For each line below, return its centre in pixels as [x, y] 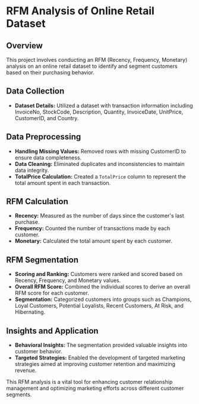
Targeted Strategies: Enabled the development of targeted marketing [100, 358]
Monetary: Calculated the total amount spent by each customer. [93, 241]
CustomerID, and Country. [47, 118]
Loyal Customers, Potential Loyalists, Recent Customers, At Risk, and [99, 306]
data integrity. [32, 170]
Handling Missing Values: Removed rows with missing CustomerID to [100, 151]
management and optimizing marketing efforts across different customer [95, 389]
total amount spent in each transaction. [63, 183]
